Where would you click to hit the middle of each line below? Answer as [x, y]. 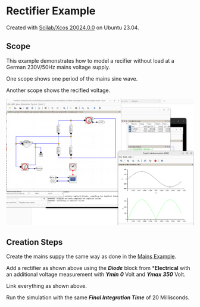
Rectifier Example [51, 11]
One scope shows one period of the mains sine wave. [72, 78]
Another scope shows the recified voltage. [58, 90]
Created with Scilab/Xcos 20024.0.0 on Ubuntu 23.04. [73, 27]
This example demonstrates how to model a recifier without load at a [90, 60]
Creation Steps [35, 242]
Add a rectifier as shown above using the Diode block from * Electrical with [98, 268]
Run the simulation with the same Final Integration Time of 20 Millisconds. [98, 297]
